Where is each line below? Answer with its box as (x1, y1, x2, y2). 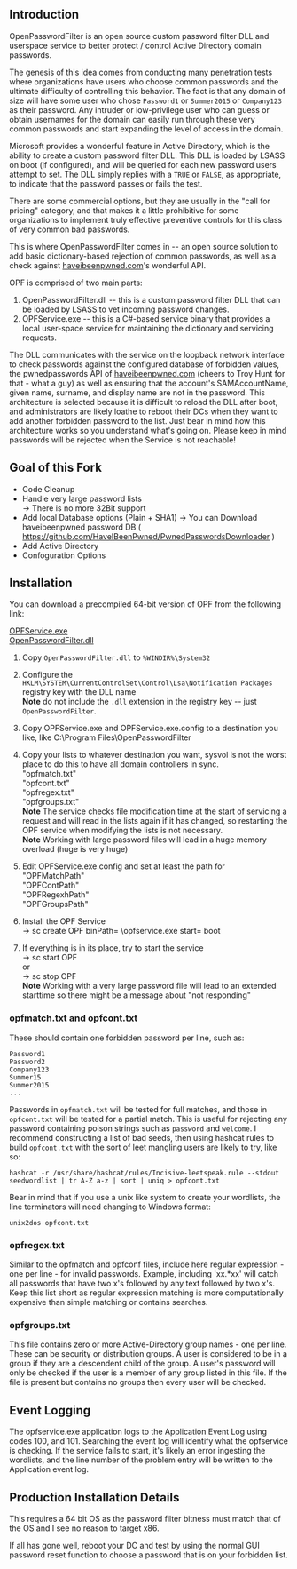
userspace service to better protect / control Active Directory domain (9, 40, 262, 51)
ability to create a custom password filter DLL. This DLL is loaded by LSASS (9, 150, 285, 161)
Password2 (9, 1057, 46, 1066)
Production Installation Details (9, 1490, 180, 1505)
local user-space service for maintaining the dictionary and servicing (21, 323, 274, 333)
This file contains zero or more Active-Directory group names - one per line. (9, 1339, 287, 1350)
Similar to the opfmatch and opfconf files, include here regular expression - (9, 1259, 285, 1270)
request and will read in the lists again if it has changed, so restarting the (21, 816, 288, 826)
